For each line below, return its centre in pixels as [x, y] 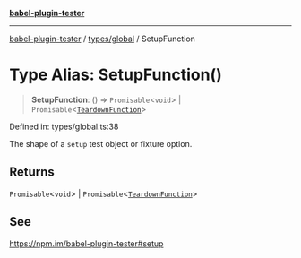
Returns [32, 172]
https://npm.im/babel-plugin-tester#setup [86, 243]
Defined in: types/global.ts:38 [64, 126]
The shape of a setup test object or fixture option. [101, 143]
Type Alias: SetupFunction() [116, 75]
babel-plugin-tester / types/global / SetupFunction [102, 39]
